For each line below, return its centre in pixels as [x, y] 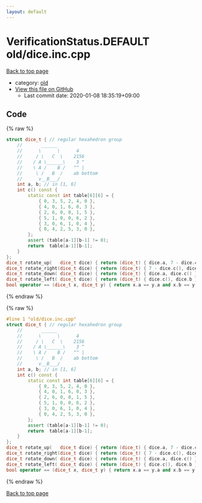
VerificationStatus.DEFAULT [78, 41]
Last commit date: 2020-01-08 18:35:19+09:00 [82, 95]
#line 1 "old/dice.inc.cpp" [41, 319]
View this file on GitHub [44, 89]
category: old [32, 82]
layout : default [26, 12]
